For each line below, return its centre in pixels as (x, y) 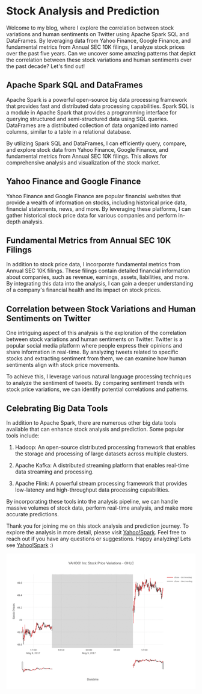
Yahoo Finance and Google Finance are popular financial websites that (94, 196)
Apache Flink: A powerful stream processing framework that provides (101, 483)
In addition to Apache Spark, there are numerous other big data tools (91, 423)
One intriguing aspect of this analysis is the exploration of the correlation (96, 333)
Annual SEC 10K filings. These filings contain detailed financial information (98, 271)
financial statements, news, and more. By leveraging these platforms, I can (99, 208)
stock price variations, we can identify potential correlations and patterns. (98, 389)
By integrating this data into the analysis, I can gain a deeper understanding (100, 284)
